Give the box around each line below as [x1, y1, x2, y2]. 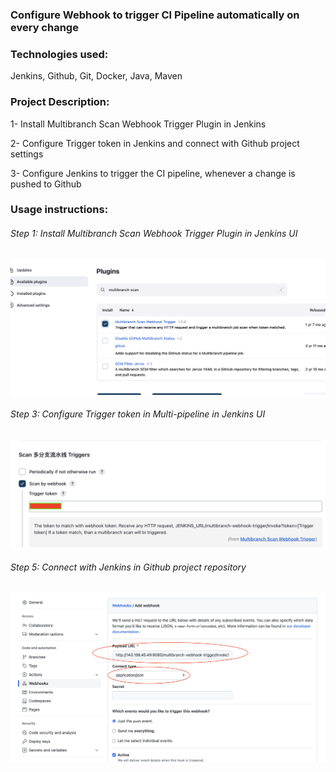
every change [10, 20, 79, 34]
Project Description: [10, 95, 110, 109]
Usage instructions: [10, 203, 109, 217]
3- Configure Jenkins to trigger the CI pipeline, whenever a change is [10, 167, 296, 179]
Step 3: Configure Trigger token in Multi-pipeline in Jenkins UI [10, 408, 266, 420]
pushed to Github [10, 178, 82, 190]
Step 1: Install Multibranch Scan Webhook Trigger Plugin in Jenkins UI [10, 228, 298, 240]
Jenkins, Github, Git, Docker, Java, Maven [10, 70, 183, 82]
